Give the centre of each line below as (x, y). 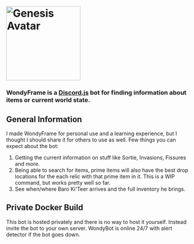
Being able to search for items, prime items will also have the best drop (101, 170)
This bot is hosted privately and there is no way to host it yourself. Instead (96, 221)
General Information (44, 119)
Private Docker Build (45, 208)
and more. (27, 163)
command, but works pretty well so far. (63, 182)
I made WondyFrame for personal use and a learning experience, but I (92, 133)
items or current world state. (48, 100)
